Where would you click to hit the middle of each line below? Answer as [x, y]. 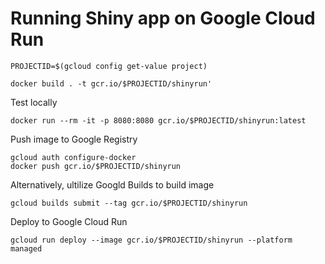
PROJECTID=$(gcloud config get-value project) [109, 66]
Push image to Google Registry [74, 139]
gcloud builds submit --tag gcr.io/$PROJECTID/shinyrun [129, 203]
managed [26, 248]
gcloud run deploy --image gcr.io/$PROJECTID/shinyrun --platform [151, 240]
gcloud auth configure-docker [73, 157]
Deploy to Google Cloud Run [69, 221]
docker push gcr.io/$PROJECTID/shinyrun [96, 166]
